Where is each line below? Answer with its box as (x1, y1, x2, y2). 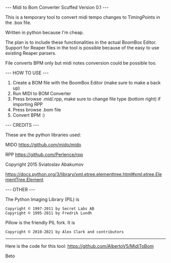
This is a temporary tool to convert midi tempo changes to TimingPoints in (5, 14, 160, 20)
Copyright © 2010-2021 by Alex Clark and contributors (5, 229, 124, 235)
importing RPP (12, 101, 43, 107)
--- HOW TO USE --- (5, 70, 49, 76)
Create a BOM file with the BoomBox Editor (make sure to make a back (12, 80, 161, 85)
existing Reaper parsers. (5, 50, 57, 56)
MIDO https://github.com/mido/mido (5, 142, 81, 148)
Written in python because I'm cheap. (5, 30, 84, 35)
